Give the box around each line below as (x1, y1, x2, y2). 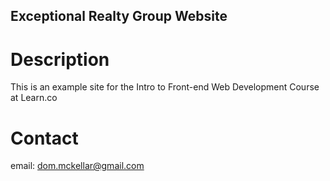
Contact (10, 127, 79, 149)
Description (10, 48, 110, 71)
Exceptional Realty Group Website (10, 8, 228, 25)
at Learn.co (10, 92, 58, 104)
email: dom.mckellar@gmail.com (10, 160, 145, 172)
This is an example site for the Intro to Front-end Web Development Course (10, 81, 320, 93)
